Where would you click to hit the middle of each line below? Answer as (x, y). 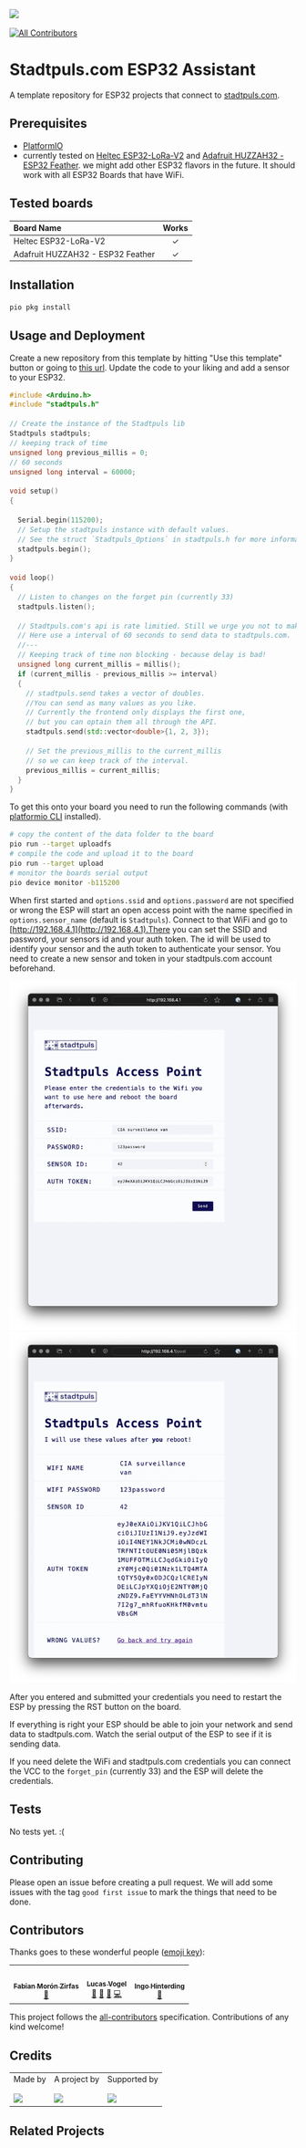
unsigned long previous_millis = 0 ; (79, 453)
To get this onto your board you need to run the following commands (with (149, 807)
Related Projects (57, 2131)
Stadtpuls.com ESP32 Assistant (133, 70)
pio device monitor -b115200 (65, 882)
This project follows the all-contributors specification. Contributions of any (149, 2018)
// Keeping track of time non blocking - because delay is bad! (142, 655)
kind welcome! (37, 2027)
